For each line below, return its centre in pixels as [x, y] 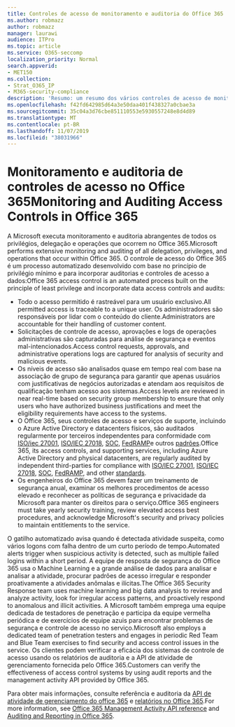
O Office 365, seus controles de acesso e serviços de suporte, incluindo [121, 421]
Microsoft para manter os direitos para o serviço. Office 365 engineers [118, 503]
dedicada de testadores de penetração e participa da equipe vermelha [109, 613]
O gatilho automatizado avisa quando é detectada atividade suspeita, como [116, 539]
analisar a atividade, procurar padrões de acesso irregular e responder [109, 576]
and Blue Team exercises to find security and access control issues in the [113, 643]
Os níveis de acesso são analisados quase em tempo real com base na [119, 369]
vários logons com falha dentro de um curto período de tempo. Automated [114, 546]
